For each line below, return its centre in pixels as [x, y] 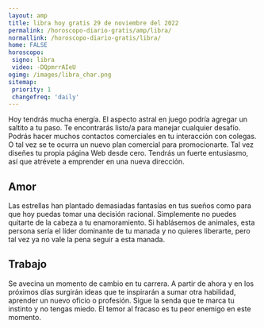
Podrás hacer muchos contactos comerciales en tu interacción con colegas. [132, 137]
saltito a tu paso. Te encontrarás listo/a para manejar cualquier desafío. [124, 128]
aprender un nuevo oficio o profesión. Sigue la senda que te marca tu [122, 300]
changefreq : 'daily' [46, 97]
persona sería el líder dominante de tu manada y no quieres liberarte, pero [130, 231]
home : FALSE [28, 45]
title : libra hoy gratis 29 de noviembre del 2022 [94, 23]
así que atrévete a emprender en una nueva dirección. [96, 162]
